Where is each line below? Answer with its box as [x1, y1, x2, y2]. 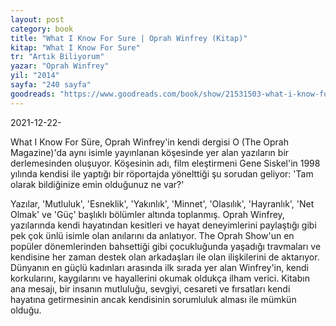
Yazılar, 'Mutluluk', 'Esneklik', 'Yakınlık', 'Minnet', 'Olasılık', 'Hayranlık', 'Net [10, 197, 315, 210]
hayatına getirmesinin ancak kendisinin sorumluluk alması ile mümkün [10, 293, 297, 305]
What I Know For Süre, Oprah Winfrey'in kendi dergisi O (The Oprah [10, 136, 289, 148]
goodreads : [10, 89, 56, 99]
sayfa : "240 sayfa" [10, 80, 92, 90]
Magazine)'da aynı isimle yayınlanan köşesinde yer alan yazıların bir [10, 146, 290, 158]
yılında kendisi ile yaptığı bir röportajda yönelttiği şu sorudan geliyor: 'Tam [10, 167, 314, 180]
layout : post [10, 14, 65, 25]
